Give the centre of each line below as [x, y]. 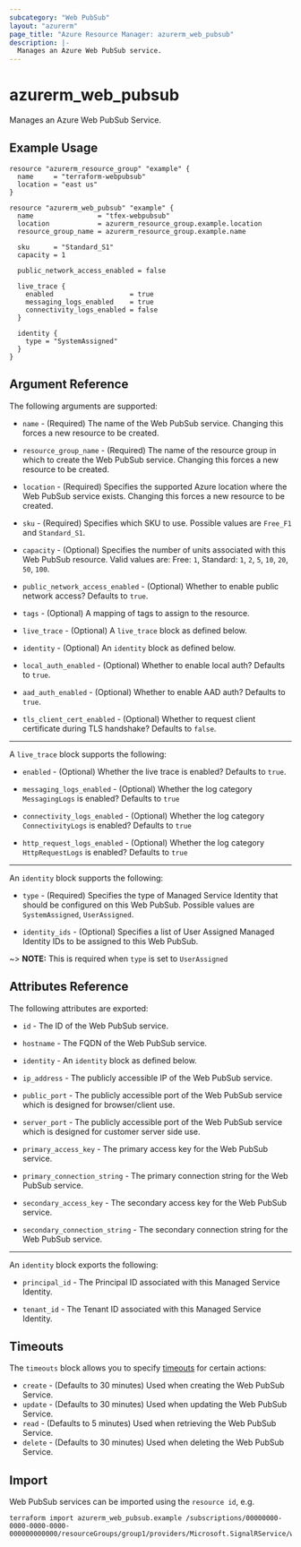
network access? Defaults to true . [85, 596]
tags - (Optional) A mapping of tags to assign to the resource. [136, 613]
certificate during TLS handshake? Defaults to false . [119, 728]
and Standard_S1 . [54, 532]
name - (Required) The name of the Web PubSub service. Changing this [153, 423]
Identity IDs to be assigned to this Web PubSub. [110, 941]
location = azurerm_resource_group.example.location [140, 223]
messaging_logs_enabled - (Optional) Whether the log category [137, 788]
